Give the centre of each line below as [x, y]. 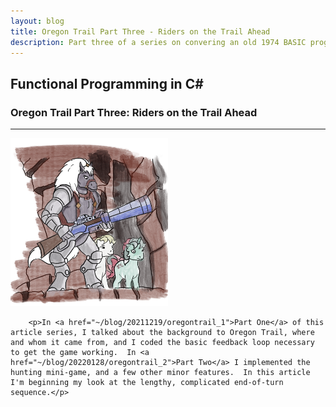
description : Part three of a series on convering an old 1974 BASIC [158, 42]
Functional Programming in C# [107, 83]
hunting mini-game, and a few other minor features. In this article [160, 372]
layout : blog [37, 21]
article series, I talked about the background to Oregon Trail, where [162, 332]
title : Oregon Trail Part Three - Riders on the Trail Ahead [140, 31]
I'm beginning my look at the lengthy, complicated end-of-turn [147, 382]
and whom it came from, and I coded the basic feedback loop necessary [162, 342]
